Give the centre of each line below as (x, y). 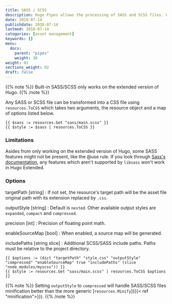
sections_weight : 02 (27, 67)
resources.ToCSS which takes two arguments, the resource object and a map (86, 108)
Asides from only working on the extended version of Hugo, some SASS (81, 151)
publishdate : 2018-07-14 (32, 24)
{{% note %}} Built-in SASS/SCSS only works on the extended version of (82, 87)
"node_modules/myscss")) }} (35, 267)
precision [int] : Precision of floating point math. (56, 223)
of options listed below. (30, 113)
